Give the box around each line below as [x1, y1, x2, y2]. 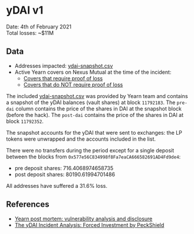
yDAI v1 [6, 4, 44, 17]
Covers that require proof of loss [23, 74, 103, 82]
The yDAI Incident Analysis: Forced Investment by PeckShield [14, 221, 165, 228]
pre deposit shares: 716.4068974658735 [14, 164, 114, 171]
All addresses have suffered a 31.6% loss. [6, 182, 108, 189]
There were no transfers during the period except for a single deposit [6, 147, 175, 154]
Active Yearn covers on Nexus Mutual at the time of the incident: [14, 69, 172, 76]
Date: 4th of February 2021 [6, 23, 72, 30]
